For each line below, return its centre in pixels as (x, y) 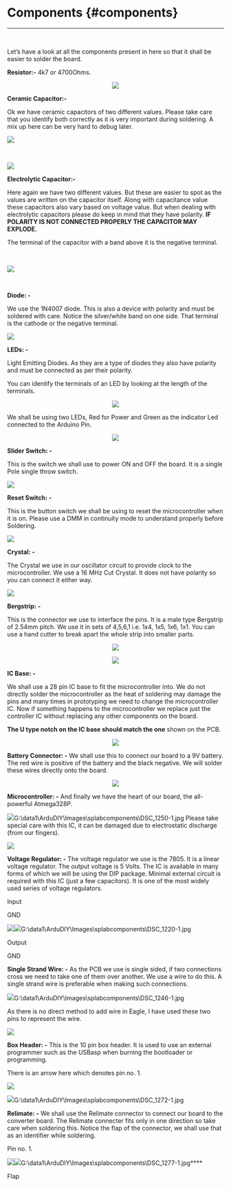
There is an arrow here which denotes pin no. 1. (75, 1073)
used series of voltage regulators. (55, 888)
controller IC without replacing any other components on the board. (102, 716)
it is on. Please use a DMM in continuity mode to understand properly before (115, 518)
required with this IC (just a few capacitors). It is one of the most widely (108, 880)
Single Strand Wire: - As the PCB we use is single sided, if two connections (114, 969)
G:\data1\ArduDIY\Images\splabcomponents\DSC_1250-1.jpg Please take (116, 818)
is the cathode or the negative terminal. (63, 323)
